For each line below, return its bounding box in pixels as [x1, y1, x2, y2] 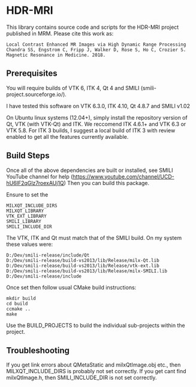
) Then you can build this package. [64, 179, 150, 186]
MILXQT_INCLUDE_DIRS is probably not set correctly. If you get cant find [6, 368, 187, 375]
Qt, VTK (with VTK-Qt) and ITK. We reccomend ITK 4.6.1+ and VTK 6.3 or [6, 120, 186, 127]
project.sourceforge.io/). [6, 91, 67, 98]
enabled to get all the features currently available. [6, 133, 129, 140]
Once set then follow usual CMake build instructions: [6, 284, 137, 291]
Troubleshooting [6, 345, 70, 355]
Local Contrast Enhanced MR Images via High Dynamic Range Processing [6, 41, 186, 47]
